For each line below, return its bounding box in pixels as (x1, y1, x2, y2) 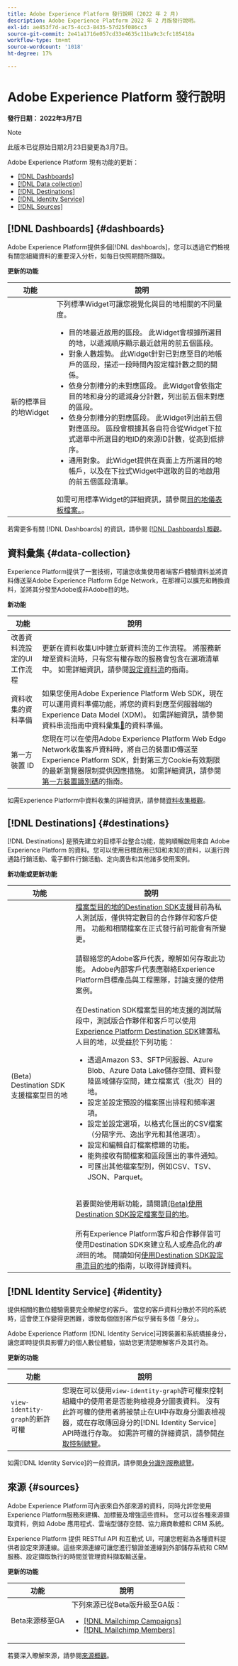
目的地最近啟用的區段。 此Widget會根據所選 (68, 328, 215, 337)
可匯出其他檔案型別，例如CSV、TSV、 (87, 1162, 216, 1172)
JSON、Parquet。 (87, 1172, 147, 1182)
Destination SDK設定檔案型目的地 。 (75, 1209, 193, 1219)
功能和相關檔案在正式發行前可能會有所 (91, 924, 220, 934)
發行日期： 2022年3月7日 (7, 114, 83, 122)
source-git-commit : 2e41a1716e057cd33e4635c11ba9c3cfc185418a (7, 30, 195, 38)
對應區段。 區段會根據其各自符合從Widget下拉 (68, 423, 222, 433)
